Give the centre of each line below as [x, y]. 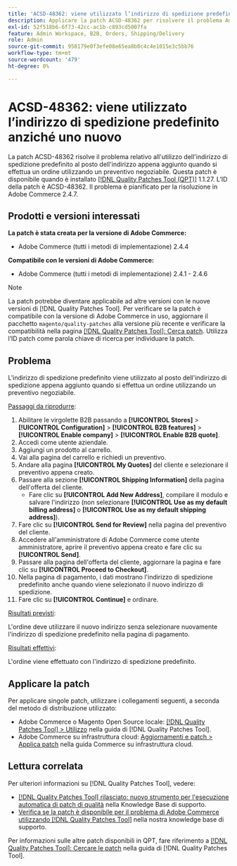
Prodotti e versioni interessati [74, 216]
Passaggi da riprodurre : [42, 406]
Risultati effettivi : [32, 648]
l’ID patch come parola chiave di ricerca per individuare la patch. [102, 339]
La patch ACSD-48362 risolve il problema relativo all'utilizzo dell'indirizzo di [118, 156]
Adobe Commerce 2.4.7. [43, 194]
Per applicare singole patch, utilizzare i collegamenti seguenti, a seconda [114, 701]
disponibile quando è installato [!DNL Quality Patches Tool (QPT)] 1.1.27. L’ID [118, 179]
